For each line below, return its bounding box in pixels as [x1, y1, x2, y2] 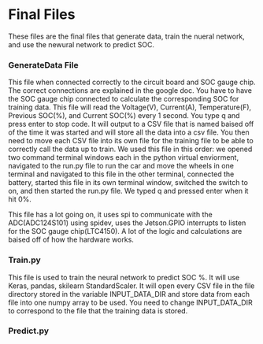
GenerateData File [8, 59, 79, 70]
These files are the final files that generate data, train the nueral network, [8, 31, 246, 41]
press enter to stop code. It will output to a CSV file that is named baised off [8, 120, 254, 129]
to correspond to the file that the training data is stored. [8, 305, 188, 316]
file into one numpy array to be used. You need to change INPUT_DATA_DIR [8, 298, 254, 307]
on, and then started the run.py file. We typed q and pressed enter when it [8, 187, 249, 196]
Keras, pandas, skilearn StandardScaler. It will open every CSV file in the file [8, 281, 255, 290]
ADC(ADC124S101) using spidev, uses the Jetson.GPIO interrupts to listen [8, 218, 246, 227]
